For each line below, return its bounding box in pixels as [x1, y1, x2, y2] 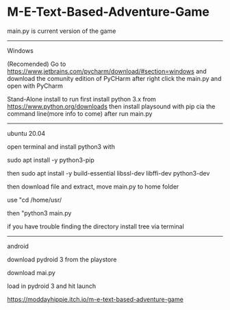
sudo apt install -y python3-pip [7, 156, 94, 164]
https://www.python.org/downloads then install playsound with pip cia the [7, 102, 216, 110]
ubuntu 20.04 [7, 129, 46, 137]
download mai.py [7, 268, 56, 276]
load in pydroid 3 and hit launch [7, 282, 97, 290]
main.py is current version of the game [7, 27, 116, 35]
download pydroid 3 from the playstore [7, 255, 117, 263]
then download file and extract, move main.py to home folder [7, 182, 179, 191]
